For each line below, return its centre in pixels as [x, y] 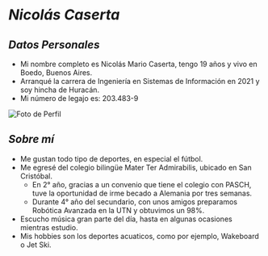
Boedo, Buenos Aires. [56, 73]
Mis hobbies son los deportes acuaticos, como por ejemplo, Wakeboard [140, 236]
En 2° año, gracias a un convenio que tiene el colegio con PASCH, [142, 184]
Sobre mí [31, 139]
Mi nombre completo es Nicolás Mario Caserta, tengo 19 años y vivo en [139, 64]
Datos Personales [54, 45]
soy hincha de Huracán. [59, 90]
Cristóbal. [36, 176]
